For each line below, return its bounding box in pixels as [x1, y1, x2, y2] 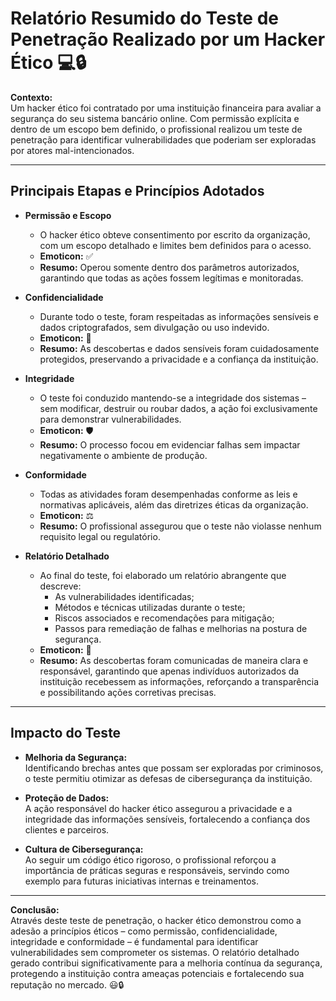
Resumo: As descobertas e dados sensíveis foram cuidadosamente [39, 342, 320, 354]
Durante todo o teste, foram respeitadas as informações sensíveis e [39, 310, 319, 322]
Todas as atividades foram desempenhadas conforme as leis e [39, 488, 298, 500]
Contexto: [10, 91, 53, 103]
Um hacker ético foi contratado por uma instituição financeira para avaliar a [10, 102, 322, 114]
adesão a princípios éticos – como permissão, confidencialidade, [10, 925, 278, 937]
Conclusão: [10, 903, 60, 916]
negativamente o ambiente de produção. [39, 449, 208, 461]
